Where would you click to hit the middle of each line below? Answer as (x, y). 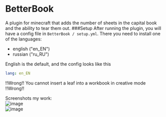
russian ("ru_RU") (31, 54)
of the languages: (24, 39)
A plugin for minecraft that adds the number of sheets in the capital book (81, 23)
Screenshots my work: (29, 98)
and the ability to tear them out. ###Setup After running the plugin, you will (83, 28)
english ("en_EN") (31, 49)
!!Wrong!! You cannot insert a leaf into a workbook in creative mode (75, 83)
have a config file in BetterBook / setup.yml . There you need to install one (83, 33)
